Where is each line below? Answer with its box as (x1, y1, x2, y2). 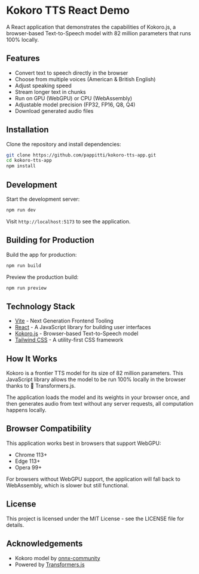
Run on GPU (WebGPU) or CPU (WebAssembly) (14, 94, 133, 102)
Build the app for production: (6, 251, 77, 258)
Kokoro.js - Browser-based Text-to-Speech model (14, 330, 139, 337)
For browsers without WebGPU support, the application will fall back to (6, 475, 180, 483)
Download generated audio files (14, 107, 94, 114)
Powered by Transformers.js (14, 561, 85, 568)
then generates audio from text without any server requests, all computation (6, 400, 194, 407)
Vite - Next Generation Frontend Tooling (14, 317, 114, 324)
